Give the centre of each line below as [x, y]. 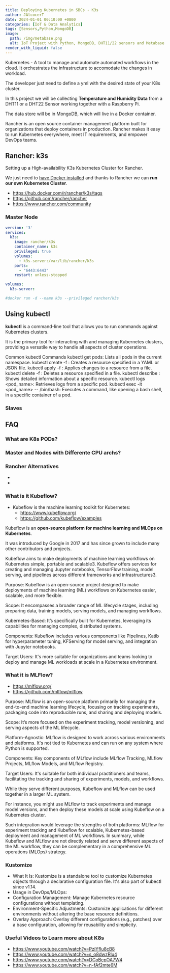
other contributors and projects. [39, 549]
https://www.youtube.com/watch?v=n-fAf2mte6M [65, 965]
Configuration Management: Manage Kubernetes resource [74, 898]
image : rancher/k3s [35, 242]
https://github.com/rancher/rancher [50, 199]
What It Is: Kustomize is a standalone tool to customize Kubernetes [82, 876]
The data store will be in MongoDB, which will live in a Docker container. [81, 114]
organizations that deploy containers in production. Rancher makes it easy [83, 129]
